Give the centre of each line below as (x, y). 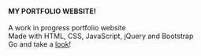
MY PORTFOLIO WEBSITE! (52, 11)
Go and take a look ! (40, 44)
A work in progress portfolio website (67, 28)
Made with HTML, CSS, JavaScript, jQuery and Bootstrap (101, 36)
